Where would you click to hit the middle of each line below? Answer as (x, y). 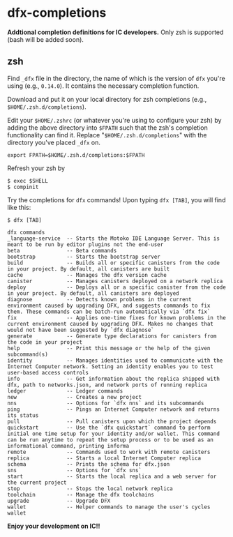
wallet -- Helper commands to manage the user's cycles (109, 507)
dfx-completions (57, 13)
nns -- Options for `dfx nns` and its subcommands (106, 403)
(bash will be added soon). (45, 39)
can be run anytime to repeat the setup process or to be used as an (111, 440)
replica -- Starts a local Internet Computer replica (104, 458)
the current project (37, 483)
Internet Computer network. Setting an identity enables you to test (111, 366)
